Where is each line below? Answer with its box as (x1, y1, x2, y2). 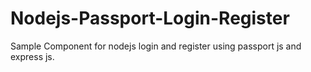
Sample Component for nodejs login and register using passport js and (10, 40, 302, 52)
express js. (10, 50, 55, 62)
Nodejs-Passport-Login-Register (10, 7, 290, 30)
